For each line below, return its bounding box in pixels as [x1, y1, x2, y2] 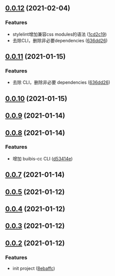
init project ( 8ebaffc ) [12, 265, 55, 271]
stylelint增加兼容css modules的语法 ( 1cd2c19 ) [12, 31, 107, 37]
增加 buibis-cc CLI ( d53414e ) [12, 155, 73, 161]
